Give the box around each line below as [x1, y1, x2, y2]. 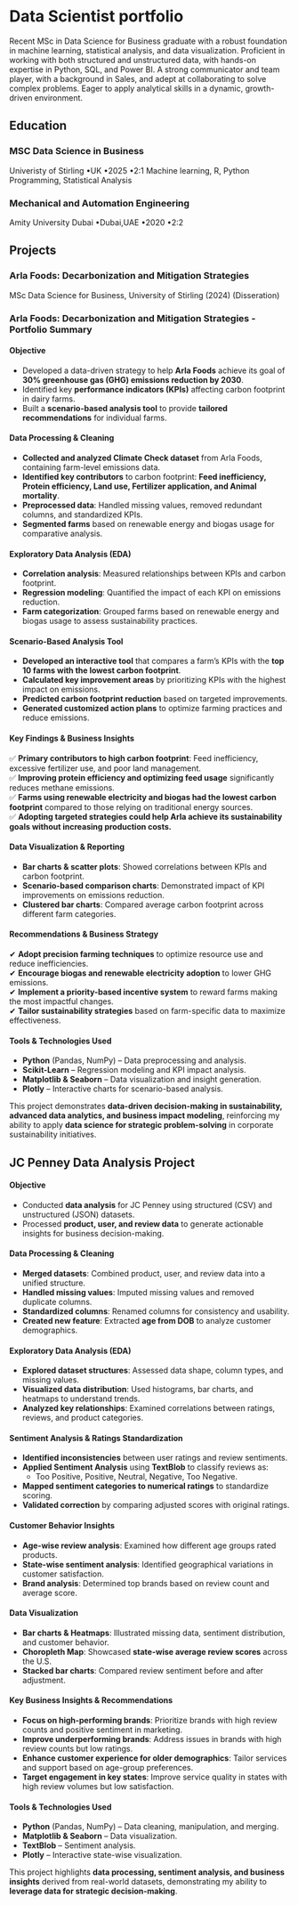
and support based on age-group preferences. [21, 1762, 194, 1772]
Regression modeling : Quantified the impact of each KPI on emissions [21, 588, 282, 598]
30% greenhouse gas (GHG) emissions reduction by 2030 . [21, 374, 245, 385]
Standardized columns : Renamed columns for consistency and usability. [21, 1306, 290, 1317]
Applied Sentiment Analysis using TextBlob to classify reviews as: [21, 1462, 269, 1472]
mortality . [21, 490, 60, 500]
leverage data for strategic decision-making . [9, 1885, 178, 1897]
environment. [34, 92, 83, 103]
